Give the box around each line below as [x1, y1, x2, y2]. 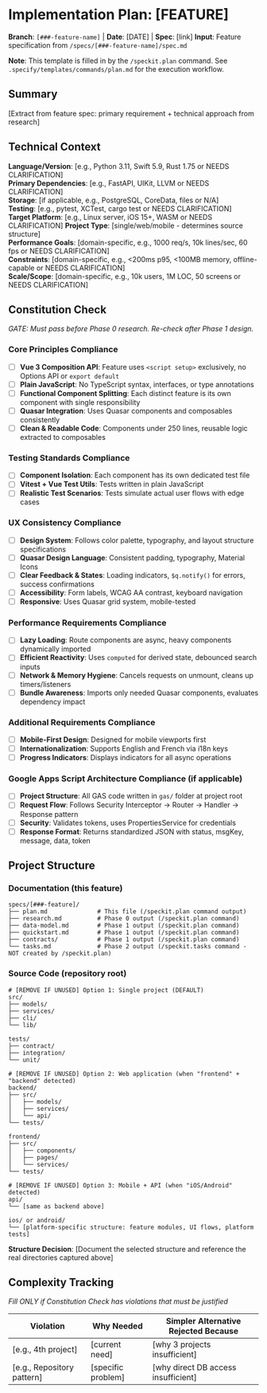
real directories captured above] [8, 1253, 114, 1262]
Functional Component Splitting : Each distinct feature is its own [19, 388, 232, 398]
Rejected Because [168, 1325, 239, 1336]
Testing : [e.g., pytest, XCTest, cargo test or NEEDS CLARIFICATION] [8, 203, 232, 213]
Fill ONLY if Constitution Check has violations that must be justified [8, 1297, 229, 1306]
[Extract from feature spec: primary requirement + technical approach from [8, 108, 254, 118]
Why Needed [92, 1320, 143, 1332]
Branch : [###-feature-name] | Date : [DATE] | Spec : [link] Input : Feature [8, 32, 242, 41]
